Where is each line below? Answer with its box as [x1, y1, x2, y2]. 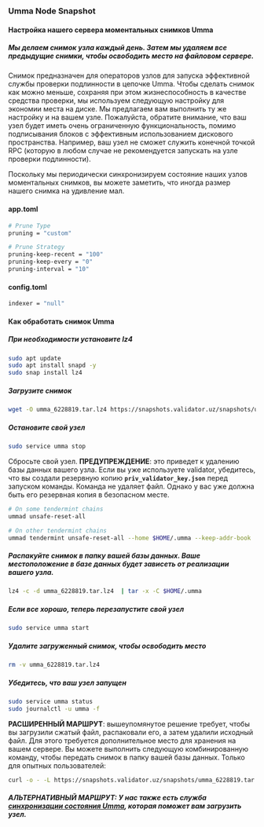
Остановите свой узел [8, 423, 86, 432]
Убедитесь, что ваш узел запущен [8, 678, 127, 687]
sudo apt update [8, 354, 61, 362]
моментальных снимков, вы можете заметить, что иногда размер [8, 178, 231, 188]
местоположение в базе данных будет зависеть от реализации [8, 559, 229, 569]
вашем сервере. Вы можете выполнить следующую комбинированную [8, 744, 249, 753]
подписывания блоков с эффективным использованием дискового [8, 130, 233, 139]
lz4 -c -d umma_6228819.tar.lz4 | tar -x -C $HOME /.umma [8, 587, 202, 595]
